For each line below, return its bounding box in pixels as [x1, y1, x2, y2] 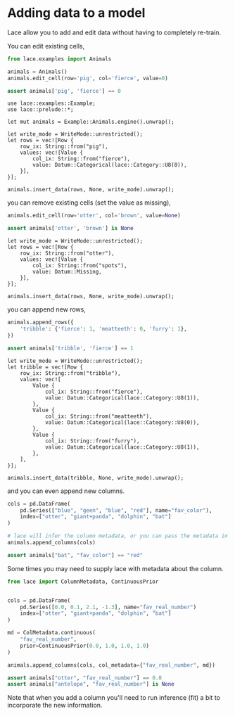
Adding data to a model [7, 5, 146, 21]
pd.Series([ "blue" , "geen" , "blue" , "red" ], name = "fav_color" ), [20, 506, 212, 514]
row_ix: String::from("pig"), [20, 143, 109, 151]
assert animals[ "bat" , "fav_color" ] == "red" [7, 551, 143, 558]
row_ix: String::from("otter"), [20, 250, 115, 257]
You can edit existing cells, [7, 41, 85, 50]
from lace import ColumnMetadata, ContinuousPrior [7, 578, 159, 585]
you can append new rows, [7, 305, 86, 314]
